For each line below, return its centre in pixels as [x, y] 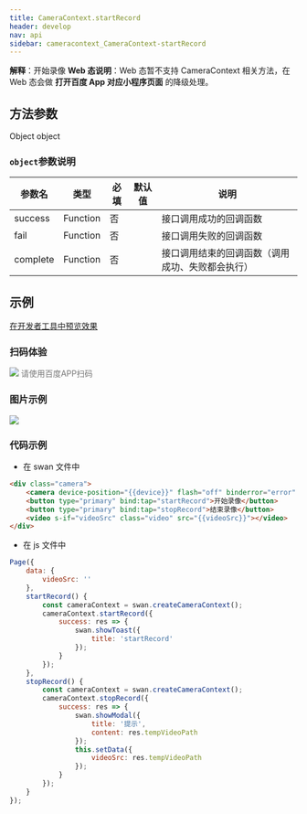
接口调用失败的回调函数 [212, 236]
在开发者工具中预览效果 [53, 327]
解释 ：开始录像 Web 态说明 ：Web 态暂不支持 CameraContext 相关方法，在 [150, 70]
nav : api [26, 35]
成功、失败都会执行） [207, 267]
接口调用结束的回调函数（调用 [226, 253]
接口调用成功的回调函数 [212, 219]
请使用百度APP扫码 [57, 374]
